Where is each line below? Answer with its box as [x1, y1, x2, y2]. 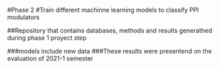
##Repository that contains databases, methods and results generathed [7, 27, 213, 34]
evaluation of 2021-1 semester [7, 54, 94, 63]
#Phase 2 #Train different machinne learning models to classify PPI [7, 6, 200, 14]
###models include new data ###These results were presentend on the [7, 47, 213, 55]
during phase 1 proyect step [7, 34, 87, 42]
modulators [7, 13, 40, 21]
